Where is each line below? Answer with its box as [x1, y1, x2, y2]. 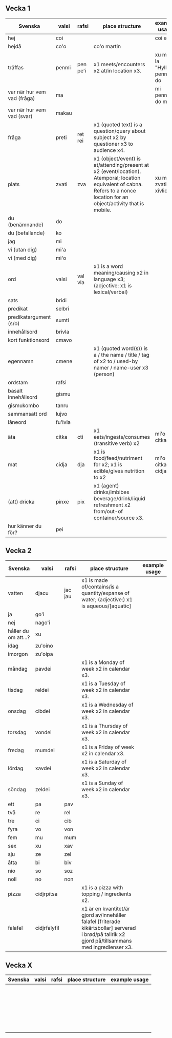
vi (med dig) [8, 254, 37, 261]
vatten [8, 590, 23, 597]
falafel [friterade [81, 918, 121, 925]
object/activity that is [93, 200, 144, 207]
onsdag [8, 708, 27, 715]
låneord [8, 418, 27, 425]
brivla [55, 328, 70, 335]
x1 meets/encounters [93, 61, 145, 68]
